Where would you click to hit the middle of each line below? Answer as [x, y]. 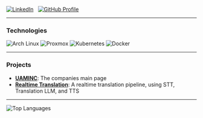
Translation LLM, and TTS [47, 91]
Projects [19, 65]
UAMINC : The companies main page [61, 78]
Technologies [27, 30]
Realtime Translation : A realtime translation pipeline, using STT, [95, 84]
